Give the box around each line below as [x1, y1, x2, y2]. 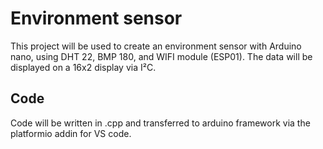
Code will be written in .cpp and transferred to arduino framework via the [10, 117, 311, 129]
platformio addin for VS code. [10, 127, 132, 139]
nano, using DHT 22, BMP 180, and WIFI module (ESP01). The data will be [10, 50, 313, 62]
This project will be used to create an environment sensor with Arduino [10, 40, 302, 52]
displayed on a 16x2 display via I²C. [10, 61, 157, 73]
